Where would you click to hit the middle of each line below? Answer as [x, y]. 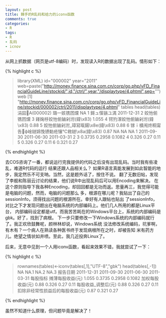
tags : [11, 33]
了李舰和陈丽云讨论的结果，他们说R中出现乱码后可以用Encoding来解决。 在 [82, 181]
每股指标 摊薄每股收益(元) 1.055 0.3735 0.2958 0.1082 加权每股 [95, 278]
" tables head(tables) [139, 107]
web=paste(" [31, 86]
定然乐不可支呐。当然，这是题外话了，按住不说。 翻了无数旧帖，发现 [88, 174]
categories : [17, 23]
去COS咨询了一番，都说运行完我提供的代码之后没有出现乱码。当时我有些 [79, 162]
